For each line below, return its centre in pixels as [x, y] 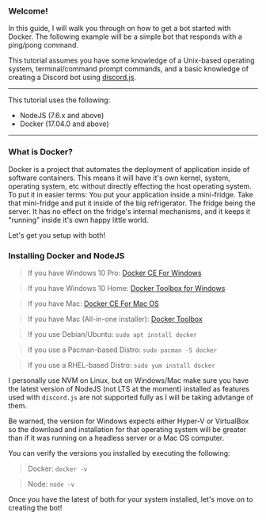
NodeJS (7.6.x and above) [62, 116]
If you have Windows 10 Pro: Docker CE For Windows [114, 273]
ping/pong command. [44, 45]
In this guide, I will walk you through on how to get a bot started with [120, 29]
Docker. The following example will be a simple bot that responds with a [125, 36]
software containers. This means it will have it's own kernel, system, [120, 178]
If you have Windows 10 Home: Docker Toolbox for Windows [126, 288]
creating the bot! [35, 507]
